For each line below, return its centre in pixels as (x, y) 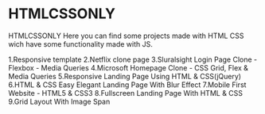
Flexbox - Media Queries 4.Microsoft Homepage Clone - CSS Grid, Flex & (129, 67)
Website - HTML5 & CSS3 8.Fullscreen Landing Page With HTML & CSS (126, 93)
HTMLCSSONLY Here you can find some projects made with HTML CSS (126, 36)
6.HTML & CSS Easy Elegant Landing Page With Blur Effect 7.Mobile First (127, 85)
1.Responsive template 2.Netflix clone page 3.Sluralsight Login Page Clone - (133, 59)
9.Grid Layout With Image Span (59, 101)
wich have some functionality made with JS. (80, 44)
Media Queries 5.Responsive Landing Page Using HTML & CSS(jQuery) (125, 76)
